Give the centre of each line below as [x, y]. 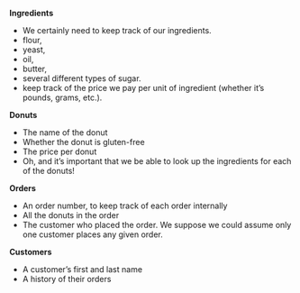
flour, [32, 40]
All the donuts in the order [71, 215]
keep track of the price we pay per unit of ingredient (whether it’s [143, 88]
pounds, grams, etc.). [62, 97]
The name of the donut [65, 133]
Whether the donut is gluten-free [84, 142]
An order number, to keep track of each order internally [125, 206]
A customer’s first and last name [82, 269]
